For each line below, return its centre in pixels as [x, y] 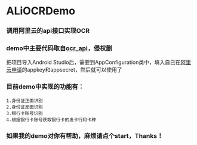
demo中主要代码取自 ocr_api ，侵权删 [59, 48]
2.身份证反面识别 [24, 107]
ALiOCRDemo [41, 11]
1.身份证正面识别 [24, 101]
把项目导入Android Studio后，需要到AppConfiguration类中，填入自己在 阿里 [98, 62]
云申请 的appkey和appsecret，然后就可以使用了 [64, 70]
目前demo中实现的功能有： [45, 87]
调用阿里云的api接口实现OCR [48, 31]
